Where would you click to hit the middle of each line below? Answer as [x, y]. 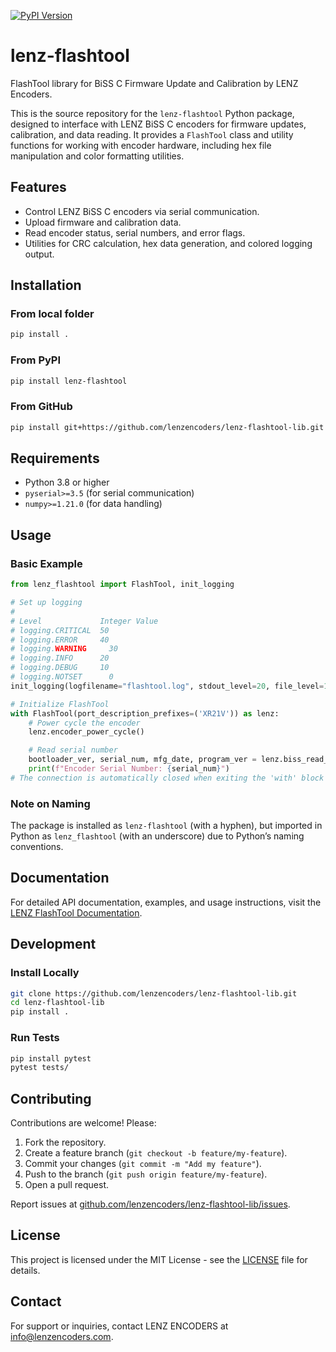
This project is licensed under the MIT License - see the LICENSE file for [159, 1259]
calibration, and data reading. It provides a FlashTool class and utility [152, 134]
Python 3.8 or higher [67, 482]
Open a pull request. [67, 1185]
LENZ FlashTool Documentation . [76, 912]
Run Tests [35, 1038]
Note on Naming [50, 803]
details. [25, 1270]
